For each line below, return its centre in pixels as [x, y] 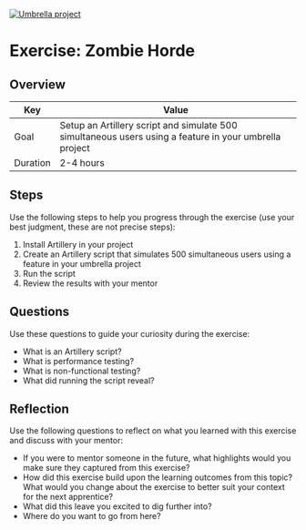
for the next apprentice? [68, 497]
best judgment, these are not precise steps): [92, 227]
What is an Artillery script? [72, 352]
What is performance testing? [78, 361]
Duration [33, 163]
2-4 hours [82, 163]
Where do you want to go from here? [92, 516]
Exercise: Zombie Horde [102, 51]
